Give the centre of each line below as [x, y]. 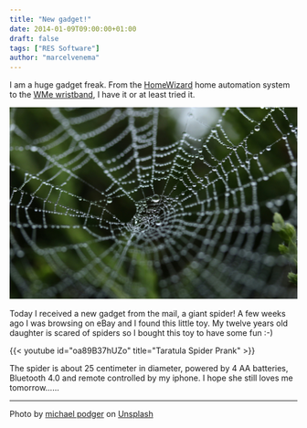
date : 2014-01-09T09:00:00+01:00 [73, 29]
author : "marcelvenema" [55, 58]
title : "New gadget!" [51, 19]
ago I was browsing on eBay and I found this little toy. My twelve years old [149, 323]
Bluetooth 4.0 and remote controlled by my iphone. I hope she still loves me [152, 378]
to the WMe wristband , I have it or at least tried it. [102, 95]
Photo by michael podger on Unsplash [81, 413]
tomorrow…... [34, 387]
